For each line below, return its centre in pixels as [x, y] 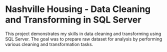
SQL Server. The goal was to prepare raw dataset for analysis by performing [84, 39]
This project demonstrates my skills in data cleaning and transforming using [83, 33]
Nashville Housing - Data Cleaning [78, 9]
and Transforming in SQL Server [73, 20]
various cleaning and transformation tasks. [49, 44]
